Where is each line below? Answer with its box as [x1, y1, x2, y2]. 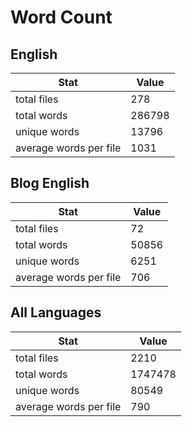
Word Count [10, 6, 113, 29]
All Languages [10, 304, 102, 321]
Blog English [10, 175, 90, 192]
